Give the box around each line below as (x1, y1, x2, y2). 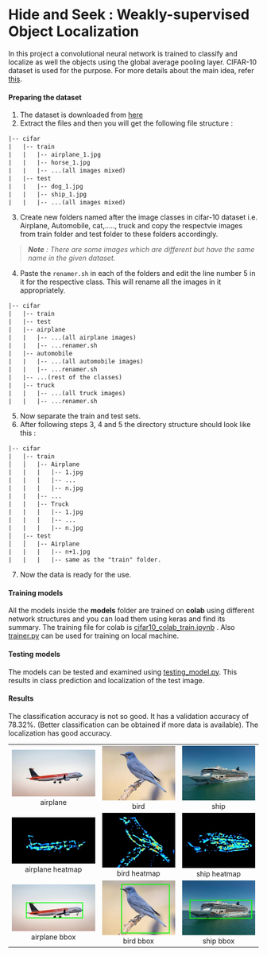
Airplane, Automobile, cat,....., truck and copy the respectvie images (19, 221, 243, 231)
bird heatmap (116, 869, 161, 878)
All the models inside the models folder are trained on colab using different (8, 606, 254, 616)
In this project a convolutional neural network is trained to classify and (8, 49, 238, 58)
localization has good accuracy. (8, 728, 113, 737)
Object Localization (8, 22, 139, 41)
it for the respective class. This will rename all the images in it (19, 277, 222, 287)
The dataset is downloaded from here (19, 110, 143, 120)
